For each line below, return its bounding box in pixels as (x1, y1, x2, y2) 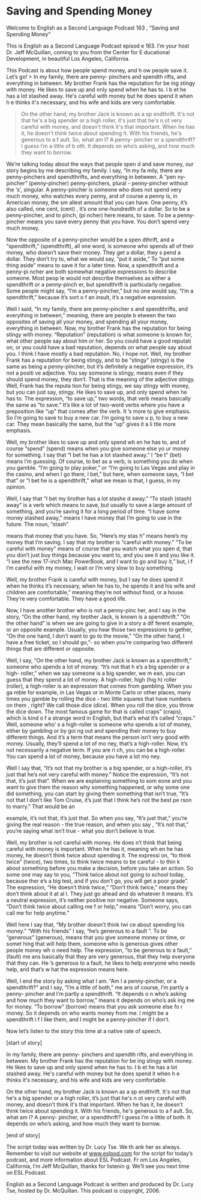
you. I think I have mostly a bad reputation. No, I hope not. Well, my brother (6, 350, 191, 357)
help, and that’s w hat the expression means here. (6, 965, 129, 973)
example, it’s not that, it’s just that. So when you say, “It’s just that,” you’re (6, 814, 188, 821)
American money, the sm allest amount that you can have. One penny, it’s (6, 199, 188, 206)
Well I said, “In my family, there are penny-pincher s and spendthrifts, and (6, 305, 188, 312)
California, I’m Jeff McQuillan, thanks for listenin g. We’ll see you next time (6, 1162, 190, 1169)
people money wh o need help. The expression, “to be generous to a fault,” (6, 947, 192, 954)
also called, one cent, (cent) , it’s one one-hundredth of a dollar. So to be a (6, 205, 190, 212)
